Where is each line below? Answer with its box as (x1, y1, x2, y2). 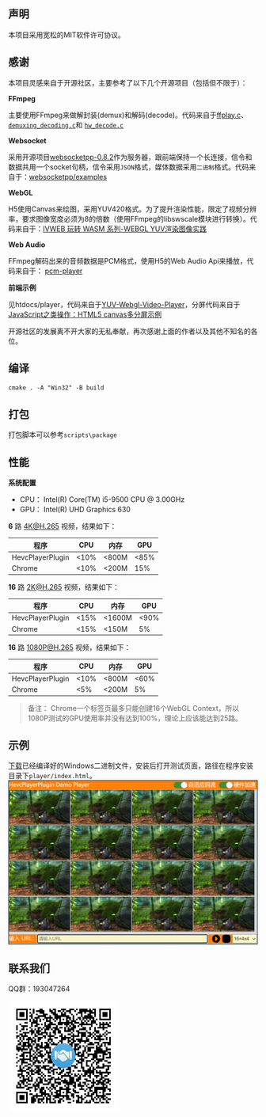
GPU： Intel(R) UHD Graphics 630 (19, 505, 131, 515)
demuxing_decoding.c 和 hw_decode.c (8, 120, 124, 129)
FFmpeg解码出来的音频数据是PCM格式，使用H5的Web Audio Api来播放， (8, 256, 247, 265)
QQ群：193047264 (8, 984, 70, 994)
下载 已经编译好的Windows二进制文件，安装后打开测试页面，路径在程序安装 (8, 761, 254, 770)
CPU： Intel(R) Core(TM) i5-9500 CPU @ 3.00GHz (19, 495, 185, 504)
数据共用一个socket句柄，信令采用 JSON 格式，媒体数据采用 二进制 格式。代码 (8, 161, 249, 172)
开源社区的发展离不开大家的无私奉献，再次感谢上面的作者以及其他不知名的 (8, 326, 251, 336)
